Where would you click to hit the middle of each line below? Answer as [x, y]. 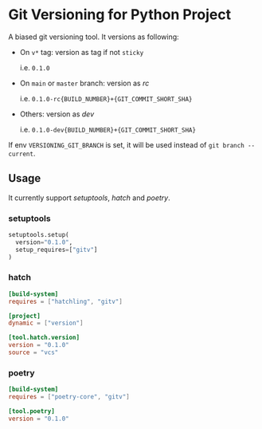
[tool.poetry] [32, 411]
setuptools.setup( [39, 235]
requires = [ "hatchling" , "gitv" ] [66, 301]
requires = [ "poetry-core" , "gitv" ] [69, 397]
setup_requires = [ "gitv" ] [57, 250]
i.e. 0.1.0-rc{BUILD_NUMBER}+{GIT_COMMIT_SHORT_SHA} [106, 98]
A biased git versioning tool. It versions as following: [94, 37]
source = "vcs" [33, 352]
